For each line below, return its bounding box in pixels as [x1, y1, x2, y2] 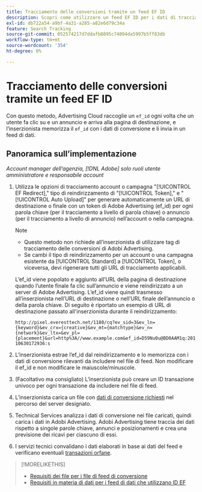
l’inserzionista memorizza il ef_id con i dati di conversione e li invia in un [6, 125, 186, 132]
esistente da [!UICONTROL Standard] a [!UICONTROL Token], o [23, 257, 182, 265]
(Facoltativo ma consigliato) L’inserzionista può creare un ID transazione [14, 375, 194, 383]
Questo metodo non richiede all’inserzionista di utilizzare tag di [23, 238, 180, 245]
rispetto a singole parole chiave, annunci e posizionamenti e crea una [14, 424, 187, 432]
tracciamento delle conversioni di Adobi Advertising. [23, 245, 154, 252]
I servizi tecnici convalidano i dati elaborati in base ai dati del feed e [14, 443, 183, 450]
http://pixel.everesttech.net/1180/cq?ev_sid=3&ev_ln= [14, 319, 156, 326]
